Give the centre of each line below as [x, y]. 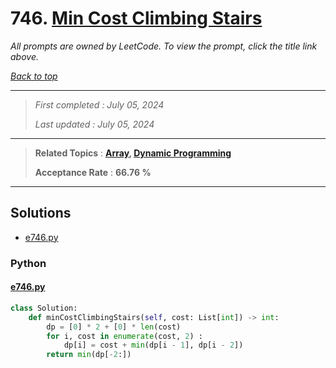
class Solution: [44, 308]
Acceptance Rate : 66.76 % [93, 172]
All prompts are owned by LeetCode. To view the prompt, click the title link [164, 46]
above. [24, 56]
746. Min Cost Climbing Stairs [136, 18]
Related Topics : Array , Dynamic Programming [133, 153]
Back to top [34, 76]
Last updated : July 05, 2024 [94, 124]
